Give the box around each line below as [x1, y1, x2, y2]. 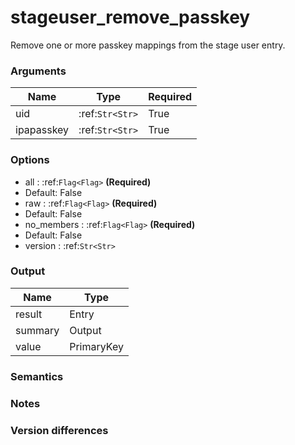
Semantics [10, 369, 64, 383]
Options [10, 153, 50, 167]
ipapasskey [15, 123, 70, 137]
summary [15, 323, 60, 337]
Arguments [10, 64, 67, 78]
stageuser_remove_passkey [10, 6, 251, 29]
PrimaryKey [69, 339, 124, 353]
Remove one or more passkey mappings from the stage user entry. [10, 39, 286, 51]
